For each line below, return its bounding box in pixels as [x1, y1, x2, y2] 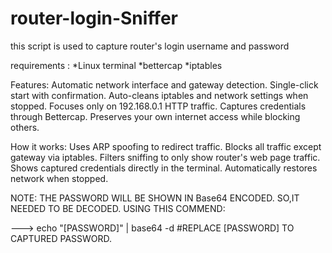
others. [10, 121, 40, 133]
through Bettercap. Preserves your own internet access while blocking [10, 110, 301, 122]
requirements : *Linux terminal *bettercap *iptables [10, 59, 223, 71]
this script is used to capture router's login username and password [10, 40, 290, 52]
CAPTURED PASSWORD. [10, 232, 113, 244]
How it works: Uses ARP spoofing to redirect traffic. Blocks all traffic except [10, 140, 322, 152]
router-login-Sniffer [10, 7, 178, 30]
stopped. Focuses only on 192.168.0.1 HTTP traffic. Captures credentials [10, 100, 307, 112]
